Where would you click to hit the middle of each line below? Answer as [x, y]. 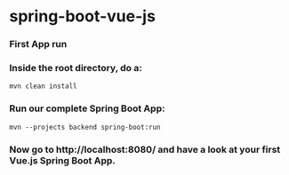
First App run [38, 44]
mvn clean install [43, 86]
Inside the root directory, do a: [76, 68]
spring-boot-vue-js [82, 16]
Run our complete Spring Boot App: [87, 108]
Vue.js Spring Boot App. [62, 160]
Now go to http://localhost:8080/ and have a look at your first [145, 149]
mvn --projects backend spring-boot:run [85, 127]
